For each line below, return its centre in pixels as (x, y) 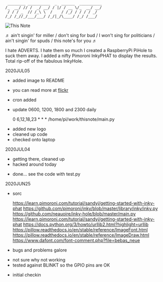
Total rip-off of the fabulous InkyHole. (44, 61)
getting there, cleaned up (39, 159)
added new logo (29, 129)
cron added (24, 100)
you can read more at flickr (40, 90)
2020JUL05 (18, 71)
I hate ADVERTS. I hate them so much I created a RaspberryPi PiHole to (79, 50)
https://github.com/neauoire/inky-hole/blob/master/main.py (74, 214)
